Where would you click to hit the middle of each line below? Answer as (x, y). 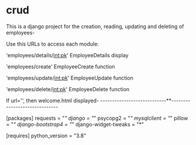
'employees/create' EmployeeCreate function (61, 66)
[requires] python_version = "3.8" (46, 136)
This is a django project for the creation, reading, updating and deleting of (95, 26)
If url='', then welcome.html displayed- (53, 101)
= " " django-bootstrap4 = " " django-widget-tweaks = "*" (75, 124)
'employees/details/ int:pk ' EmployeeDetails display (67, 55)
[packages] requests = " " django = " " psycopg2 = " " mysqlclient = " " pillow (97, 118)
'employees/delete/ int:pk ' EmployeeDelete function (68, 89)
